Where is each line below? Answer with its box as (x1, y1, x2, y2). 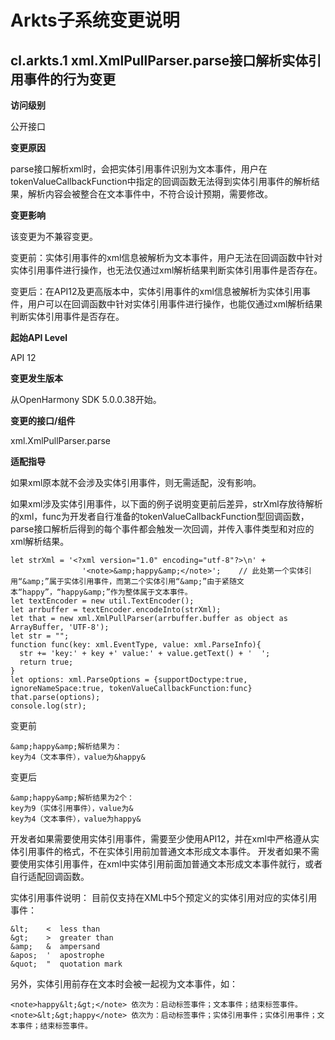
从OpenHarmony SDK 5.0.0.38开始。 (10, 394, 162, 405)
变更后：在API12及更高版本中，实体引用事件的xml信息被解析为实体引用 (10, 286, 302, 297)
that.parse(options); (10, 692, 101, 702)
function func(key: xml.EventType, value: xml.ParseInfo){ (10, 640, 262, 650)
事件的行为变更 (23, 71, 116, 88)
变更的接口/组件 (10, 415, 76, 426)
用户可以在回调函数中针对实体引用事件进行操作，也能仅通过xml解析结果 (27, 298, 323, 310)
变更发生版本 (10, 372, 63, 384)
